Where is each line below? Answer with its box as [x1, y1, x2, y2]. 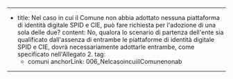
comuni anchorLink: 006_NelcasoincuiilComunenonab [27, 58, 182, 65]
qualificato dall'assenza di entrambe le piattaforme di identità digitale [17, 36, 215, 43]
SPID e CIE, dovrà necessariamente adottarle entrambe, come [17, 43, 195, 51]
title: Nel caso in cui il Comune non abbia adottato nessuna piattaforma [17, 14, 221, 21]
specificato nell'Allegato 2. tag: [17, 50, 106, 58]
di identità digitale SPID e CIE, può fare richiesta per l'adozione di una [17, 21, 216, 29]
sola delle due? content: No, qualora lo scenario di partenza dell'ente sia [17, 28, 224, 36]
